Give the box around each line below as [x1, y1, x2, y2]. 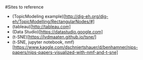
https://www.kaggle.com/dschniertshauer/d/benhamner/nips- [14, 45, 138, 50]
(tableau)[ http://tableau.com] [12, 24, 71, 30]
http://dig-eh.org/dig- [65, 14, 109, 19]
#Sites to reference [5, 4, 44, 10]
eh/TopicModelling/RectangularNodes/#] [12, 19, 95, 24]
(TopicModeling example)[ [12, 14, 65, 19]
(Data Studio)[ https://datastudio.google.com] [12, 29, 103, 34]
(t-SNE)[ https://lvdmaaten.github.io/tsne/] [12, 34, 97, 40]
